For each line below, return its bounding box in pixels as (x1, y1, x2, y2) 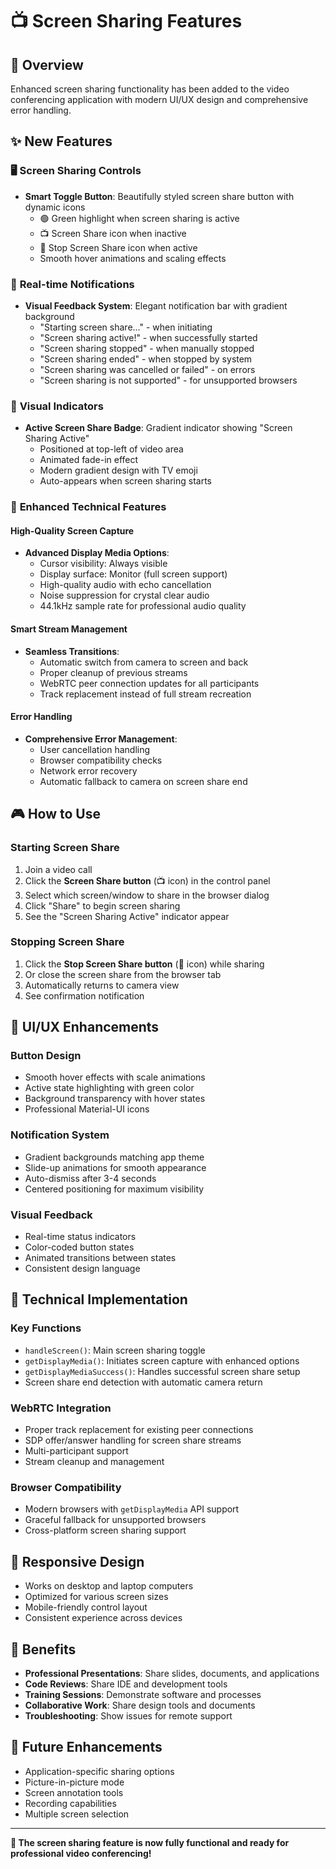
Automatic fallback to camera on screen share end (39, 775, 248, 787)
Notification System (10, 1128, 110, 1142)
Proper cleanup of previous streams (39, 666, 188, 678)
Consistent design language (24, 1263, 141, 1275)
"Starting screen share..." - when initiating (39, 321, 213, 333)
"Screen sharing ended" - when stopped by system (39, 353, 253, 365)
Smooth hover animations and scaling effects (39, 252, 227, 264)
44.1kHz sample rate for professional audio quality (39, 600, 247, 612)
